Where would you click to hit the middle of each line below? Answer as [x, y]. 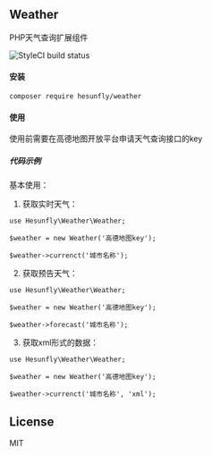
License [32, 421]
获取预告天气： [50, 274]
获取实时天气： [50, 204]
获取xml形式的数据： [60, 342]
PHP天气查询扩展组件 [49, 37]
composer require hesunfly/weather [76, 97]
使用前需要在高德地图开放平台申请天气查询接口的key [106, 139]
